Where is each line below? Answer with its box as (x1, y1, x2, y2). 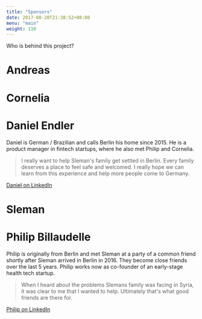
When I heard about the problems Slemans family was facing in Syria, (21, 281, 194, 288)
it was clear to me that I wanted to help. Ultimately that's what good (21, 288, 189, 295)
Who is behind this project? (6, 42, 74, 50)
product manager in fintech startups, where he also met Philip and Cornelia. (6, 145, 195, 152)
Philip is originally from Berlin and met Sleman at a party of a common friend (6, 250, 196, 257)
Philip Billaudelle (6, 230, 91, 243)
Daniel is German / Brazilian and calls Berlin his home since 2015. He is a (6, 138, 187, 146)
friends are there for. (21, 294, 72, 301)
